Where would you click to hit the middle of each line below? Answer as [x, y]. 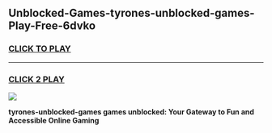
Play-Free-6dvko [52, 26]
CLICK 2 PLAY [36, 79]
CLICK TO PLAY [40, 49]
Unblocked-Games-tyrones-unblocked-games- [132, 13]
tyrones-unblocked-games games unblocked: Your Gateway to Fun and [132, 111]
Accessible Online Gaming [54, 120]
